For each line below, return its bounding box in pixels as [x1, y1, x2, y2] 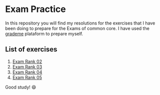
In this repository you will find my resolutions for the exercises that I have [5, 20, 156, 26]
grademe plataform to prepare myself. [5, 30, 83, 36]
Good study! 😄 [5, 84, 36, 90]
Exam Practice [5, 3, 66, 15]
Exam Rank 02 [12, 58, 42, 64]
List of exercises [5, 45, 57, 53]
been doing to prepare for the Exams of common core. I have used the [5, 25, 150, 31]
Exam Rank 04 [12, 69, 42, 75]
